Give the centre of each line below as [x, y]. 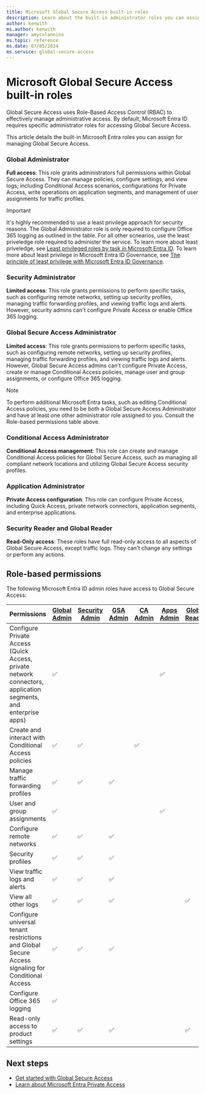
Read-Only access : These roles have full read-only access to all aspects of [101, 542]
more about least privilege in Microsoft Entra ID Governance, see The [93, 255]
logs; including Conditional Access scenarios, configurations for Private [96, 185]
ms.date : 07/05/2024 [33, 47]
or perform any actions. [36, 555]
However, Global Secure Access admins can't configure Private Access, [97, 365]
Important [19, 210]
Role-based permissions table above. [53, 421]
